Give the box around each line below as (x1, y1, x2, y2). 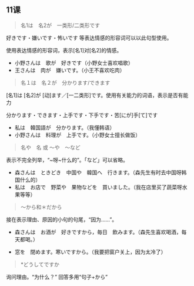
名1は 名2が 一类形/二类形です (20, 22, 101, 29)
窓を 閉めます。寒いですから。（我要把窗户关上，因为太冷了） (14, 248, 166, 255)
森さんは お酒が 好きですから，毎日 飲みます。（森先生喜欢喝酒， (14, 228, 182, 235)
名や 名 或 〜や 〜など (20, 144, 81, 151)
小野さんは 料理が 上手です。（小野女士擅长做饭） (14, 131, 141, 138)
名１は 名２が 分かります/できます (20, 79, 111, 86)
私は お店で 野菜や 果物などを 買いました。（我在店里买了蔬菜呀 (14, 184, 182, 191)
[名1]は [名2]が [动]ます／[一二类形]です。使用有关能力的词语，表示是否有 (6, 91, 183, 98)
